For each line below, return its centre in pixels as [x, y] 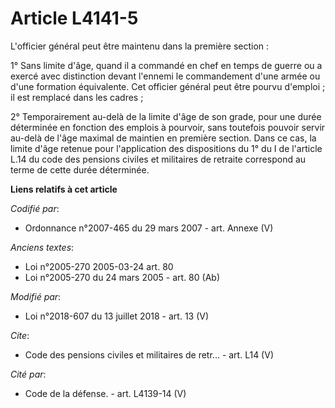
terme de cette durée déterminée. [80, 169]
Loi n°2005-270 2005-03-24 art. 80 [99, 266]
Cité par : [28, 374]
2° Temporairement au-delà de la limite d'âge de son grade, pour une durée [166, 116]
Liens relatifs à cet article [64, 189]
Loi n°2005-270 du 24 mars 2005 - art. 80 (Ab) [122, 277]
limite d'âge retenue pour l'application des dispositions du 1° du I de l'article [166, 148]
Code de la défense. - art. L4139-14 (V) [105, 393]
